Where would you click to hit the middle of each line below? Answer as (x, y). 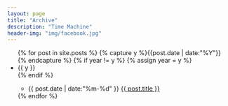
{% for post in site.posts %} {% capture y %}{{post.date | (100, 53)
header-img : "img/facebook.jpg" (54, 33)
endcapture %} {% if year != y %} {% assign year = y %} (110, 61)
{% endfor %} (38, 96)
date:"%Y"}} (203, 53)
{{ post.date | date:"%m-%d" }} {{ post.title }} (94, 89)
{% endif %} (35, 75)
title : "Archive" (33, 20)
